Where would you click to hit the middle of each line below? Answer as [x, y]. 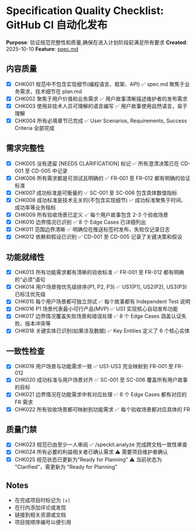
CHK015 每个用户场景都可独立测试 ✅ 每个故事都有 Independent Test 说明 [102, 302]
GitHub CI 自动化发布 [57, 25]
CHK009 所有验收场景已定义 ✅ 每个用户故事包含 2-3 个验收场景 [91, 215]
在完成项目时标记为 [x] [42, 500]
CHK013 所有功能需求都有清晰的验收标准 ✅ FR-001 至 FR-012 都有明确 [99, 272]
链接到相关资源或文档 [40, 515]
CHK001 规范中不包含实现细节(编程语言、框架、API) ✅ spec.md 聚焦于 [100, 84]
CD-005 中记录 [49, 170]
